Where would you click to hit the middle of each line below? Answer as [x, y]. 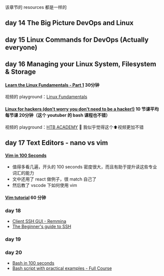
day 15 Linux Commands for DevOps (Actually [77, 40]
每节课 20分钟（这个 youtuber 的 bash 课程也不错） [58, 115]
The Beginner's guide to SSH [42, 227]
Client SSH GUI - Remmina [39, 221]
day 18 [13, 211]
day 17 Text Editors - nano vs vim [57, 142]
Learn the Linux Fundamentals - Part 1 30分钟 [52, 85]
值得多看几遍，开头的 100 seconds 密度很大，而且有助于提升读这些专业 [85, 167]
